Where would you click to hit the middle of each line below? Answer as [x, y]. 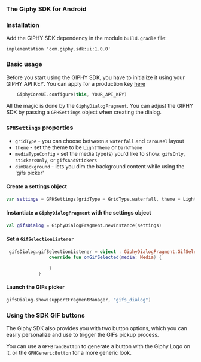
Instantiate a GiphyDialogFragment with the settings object [79, 213]
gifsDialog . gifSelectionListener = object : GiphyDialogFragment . [93, 252]
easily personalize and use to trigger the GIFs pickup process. [83, 334]
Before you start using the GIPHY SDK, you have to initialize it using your [96, 77]
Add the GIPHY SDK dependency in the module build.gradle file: [86, 38]
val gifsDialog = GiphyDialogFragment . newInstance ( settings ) [84, 225]
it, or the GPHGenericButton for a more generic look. [69, 352]
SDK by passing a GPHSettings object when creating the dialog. [84, 112]
